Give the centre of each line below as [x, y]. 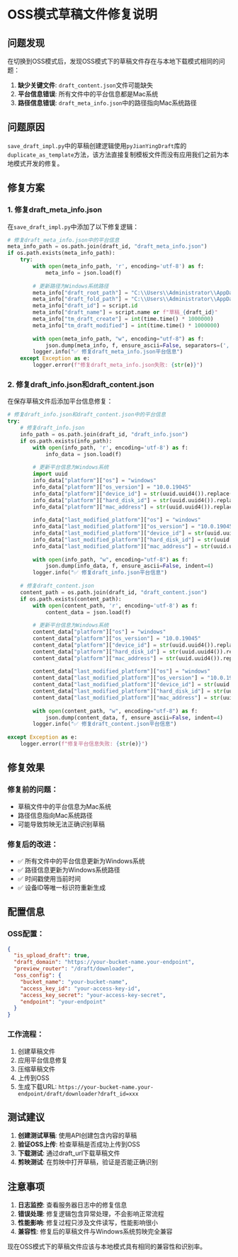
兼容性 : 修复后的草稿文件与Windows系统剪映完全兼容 [95, 1232]
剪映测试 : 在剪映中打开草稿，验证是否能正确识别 [87, 1162]
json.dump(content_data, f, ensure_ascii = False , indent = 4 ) [134, 717]
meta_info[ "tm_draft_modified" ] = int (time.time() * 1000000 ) [126, 325]
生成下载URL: [37, 1086]
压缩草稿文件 [36, 1069]
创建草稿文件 [36, 1051]
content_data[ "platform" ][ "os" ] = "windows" [100, 632]
